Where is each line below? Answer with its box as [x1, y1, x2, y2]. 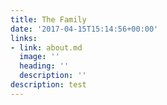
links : [10, 33, 38, 43]
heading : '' [19, 61, 70, 71]
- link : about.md [10, 42, 83, 53]
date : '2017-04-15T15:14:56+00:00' [10, 24, 159, 34]
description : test [10, 80, 87, 90]
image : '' [19, 52, 60, 62]
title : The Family [10, 14, 87, 25]
